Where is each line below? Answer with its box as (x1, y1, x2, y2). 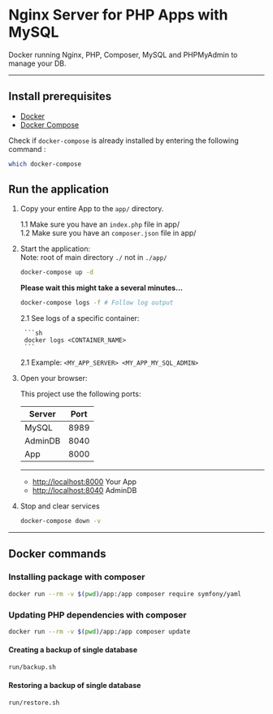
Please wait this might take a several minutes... (19, 283, 183, 293)
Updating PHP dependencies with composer (8, 609, 187, 621)
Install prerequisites (8, 89, 112, 103)
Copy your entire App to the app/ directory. (19, 204, 164, 214)
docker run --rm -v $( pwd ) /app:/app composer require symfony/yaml (8, 590, 242, 598)
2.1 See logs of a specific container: (19, 314, 140, 323)
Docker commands (8, 547, 106, 561)
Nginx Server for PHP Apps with (8, 6, 229, 24)
